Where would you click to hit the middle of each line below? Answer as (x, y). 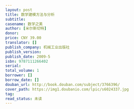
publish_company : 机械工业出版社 (37, 47)
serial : (13, 66)
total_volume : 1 (22, 71)
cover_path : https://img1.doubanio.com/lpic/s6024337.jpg (67, 89)
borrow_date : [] (22, 80)
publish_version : (23, 52)
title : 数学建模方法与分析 (30, 15)
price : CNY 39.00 (23, 38)
